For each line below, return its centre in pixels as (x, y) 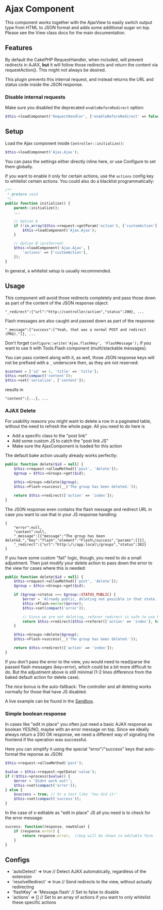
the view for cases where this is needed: (46, 568)
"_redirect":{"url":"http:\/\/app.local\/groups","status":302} (80, 544)
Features (19, 48)
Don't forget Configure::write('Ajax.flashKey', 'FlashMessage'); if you (78, 343)
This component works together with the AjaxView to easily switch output (79, 22)
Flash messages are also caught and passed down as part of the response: (80, 320)
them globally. (19, 166)
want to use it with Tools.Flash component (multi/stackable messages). (76, 348)
